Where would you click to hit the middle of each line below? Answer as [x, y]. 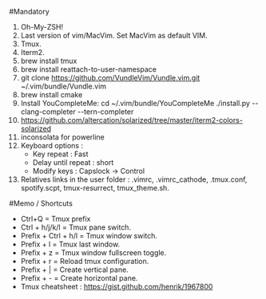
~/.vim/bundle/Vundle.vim [64, 86]
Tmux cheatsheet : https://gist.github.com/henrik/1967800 [117, 287]
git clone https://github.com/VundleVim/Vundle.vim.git [110, 78]
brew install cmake [52, 94]
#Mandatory [30, 12]
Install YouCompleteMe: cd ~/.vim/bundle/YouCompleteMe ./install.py [135, 103]
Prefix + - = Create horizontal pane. [79, 278]
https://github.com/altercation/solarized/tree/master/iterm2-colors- [131, 120]
